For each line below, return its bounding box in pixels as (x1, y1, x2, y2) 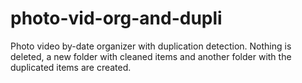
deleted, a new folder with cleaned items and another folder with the (10, 50, 292, 62)
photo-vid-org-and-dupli (10, 7, 223, 30)
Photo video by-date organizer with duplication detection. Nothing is (10, 40, 292, 52)
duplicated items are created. (10, 61, 132, 73)
